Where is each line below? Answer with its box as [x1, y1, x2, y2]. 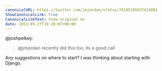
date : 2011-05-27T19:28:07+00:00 [5, 21, 76, 27]
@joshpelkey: [5, 35, 34, 41]
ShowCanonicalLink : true [5, 12, 58, 17]
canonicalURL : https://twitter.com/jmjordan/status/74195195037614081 [5, 7, 158, 13]
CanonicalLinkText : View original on [5, 17, 85, 22]
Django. [5, 60, 22, 66]
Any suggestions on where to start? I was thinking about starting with [5, 55, 150, 61]
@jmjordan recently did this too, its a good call [17, 45, 115, 51]
